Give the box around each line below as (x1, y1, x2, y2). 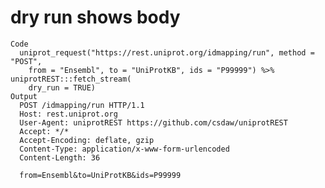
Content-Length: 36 (19, 152, 101, 163)
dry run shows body (10, 6, 181, 29)
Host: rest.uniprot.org (19, 109, 118, 119)
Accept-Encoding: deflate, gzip (19, 135, 155, 145)
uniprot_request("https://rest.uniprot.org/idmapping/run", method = (19, 47, 315, 58)
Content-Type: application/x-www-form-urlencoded (19, 144, 230, 154)
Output (10, 91, 38, 101)
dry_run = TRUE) (28, 82, 97, 93)
